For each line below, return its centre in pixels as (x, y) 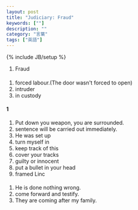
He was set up (33, 135)
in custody (28, 95)
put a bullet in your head (45, 167)
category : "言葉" (27, 34)
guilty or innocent (37, 161)
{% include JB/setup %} (36, 57)
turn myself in (32, 142)
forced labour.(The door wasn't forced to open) (74, 83)
